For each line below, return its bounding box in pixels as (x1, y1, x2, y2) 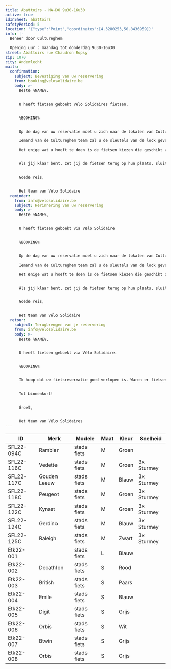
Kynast (39, 505, 55, 512)
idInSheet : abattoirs (5, 17, 51, 22)
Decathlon (39, 564, 64, 571)
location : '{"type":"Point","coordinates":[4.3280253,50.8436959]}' (5, 27, 154, 32)
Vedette (39, 461, 58, 468)
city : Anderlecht (5, 59, 42, 64)
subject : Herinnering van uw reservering (14, 203, 103, 208)
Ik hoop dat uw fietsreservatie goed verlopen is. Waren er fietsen (18, 377, 167, 383)
